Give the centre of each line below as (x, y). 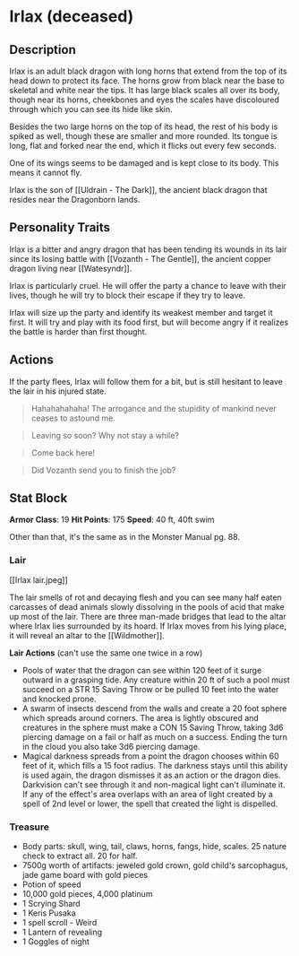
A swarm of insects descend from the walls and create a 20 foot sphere (154, 708)
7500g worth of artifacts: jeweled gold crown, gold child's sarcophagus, (155, 865)
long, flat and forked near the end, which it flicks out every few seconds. (143, 146)
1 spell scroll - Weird (60, 923)
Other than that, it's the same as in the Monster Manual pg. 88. (124, 537)
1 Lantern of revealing (62, 932)
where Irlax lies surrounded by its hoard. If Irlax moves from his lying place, (148, 626)
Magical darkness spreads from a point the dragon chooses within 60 (150, 756)
